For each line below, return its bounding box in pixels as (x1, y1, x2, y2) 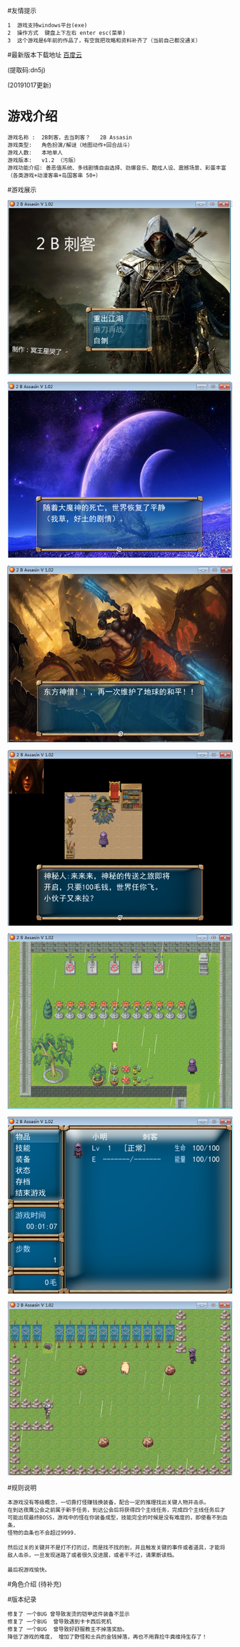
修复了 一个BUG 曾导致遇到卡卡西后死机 (7, 1618, 112, 1625)
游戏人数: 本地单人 (7, 149, 63, 156)
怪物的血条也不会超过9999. (7, 1529, 77, 1536)
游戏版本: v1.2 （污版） (7, 157, 79, 164)
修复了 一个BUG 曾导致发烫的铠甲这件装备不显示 (7, 1611, 130, 1618)
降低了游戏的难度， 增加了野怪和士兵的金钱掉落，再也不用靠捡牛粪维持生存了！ (7, 1633, 208, 1641)
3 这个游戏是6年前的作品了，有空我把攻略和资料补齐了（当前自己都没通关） (7, 37, 201, 44)
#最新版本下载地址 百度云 (7, 51, 82, 59)
